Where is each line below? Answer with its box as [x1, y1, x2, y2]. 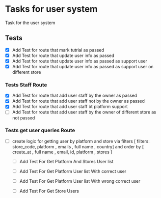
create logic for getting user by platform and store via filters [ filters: [12, 138, 150, 144]
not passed [12, 114, 35, 121]
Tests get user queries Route [5, 127, 75, 134]
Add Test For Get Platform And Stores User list [19, 158, 114, 164]
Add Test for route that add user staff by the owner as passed [12, 92, 137, 99]
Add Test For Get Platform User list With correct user [19, 168, 127, 174]
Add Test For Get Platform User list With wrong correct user [19, 178, 141, 184]
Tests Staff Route [5, 81, 48, 88]
